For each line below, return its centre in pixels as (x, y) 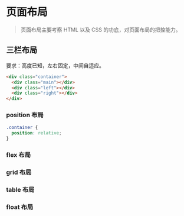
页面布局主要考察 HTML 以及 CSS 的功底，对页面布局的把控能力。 (101, 30)
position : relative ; (37, 133)
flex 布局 (19, 154)
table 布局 (20, 189)
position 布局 (25, 115)
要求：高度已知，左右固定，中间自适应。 (55, 65)
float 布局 (20, 207)
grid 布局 (19, 172)
